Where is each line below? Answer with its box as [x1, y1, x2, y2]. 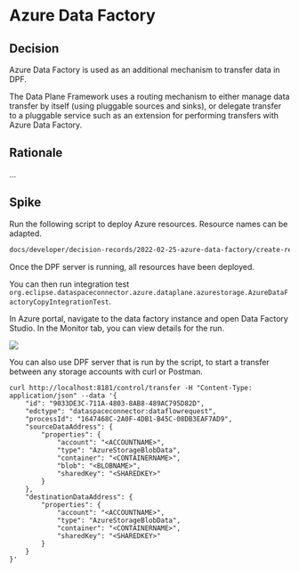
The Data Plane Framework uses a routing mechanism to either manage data [9, 91, 290, 102]
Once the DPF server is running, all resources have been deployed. [9, 261, 255, 272]
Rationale [9, 145, 63, 160]
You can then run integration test [9, 278, 130, 290]
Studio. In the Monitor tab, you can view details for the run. [9, 323, 225, 333]
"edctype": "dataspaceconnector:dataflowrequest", [25, 406, 217, 415]
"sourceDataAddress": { [25, 422, 114, 431]
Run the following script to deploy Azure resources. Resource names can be [9, 218, 288, 229]
